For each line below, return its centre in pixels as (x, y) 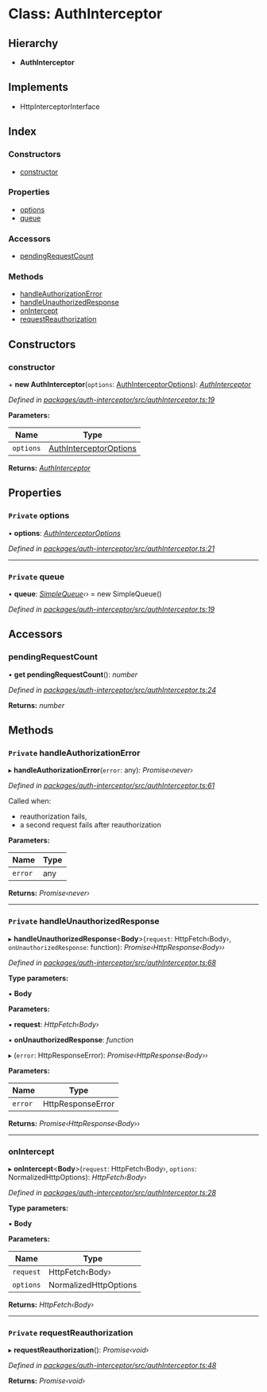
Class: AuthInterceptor (85, 14)
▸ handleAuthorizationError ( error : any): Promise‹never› (101, 770)
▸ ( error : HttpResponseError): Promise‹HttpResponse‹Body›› (108, 1055)
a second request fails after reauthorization (90, 825)
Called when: (30, 801)
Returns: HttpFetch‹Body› (51, 1305)
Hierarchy (33, 43)
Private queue (37, 577)
